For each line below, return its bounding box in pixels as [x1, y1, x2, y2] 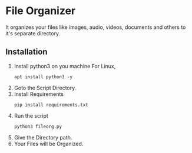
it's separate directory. [5, 29, 61, 36]
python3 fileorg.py [14, 124, 62, 129]
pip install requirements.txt [14, 102, 89, 108]
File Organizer [5, 4, 76, 18]
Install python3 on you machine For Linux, [14, 62, 116, 69]
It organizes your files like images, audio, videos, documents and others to [5, 24, 186, 31]
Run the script [14, 112, 48, 119]
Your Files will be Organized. [14, 140, 84, 147]
